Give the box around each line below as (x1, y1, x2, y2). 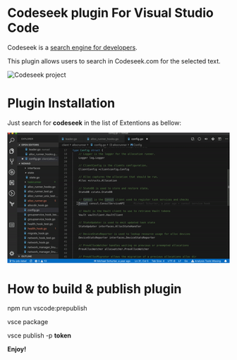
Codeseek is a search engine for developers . (7, 43, 138, 51)
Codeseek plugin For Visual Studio (7, 5, 214, 21)
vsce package (7, 318, 49, 326)
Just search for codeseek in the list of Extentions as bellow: (7, 118, 182, 127)
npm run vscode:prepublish (7, 304, 87, 313)
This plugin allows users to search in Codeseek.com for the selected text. (7, 56, 221, 65)
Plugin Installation (7, 95, 116, 111)
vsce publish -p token (7, 331, 72, 340)
